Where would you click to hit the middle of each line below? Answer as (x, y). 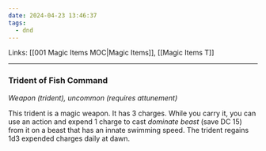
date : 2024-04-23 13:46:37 (53, 15)
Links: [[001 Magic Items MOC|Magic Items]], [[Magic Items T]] (111, 53)
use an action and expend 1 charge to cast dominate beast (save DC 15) (125, 121)
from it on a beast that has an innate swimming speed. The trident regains (129, 130)
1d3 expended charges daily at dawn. (69, 138)
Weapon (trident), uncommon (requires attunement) (93, 98)
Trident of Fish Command (58, 81)
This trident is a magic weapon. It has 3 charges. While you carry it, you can (132, 113)
